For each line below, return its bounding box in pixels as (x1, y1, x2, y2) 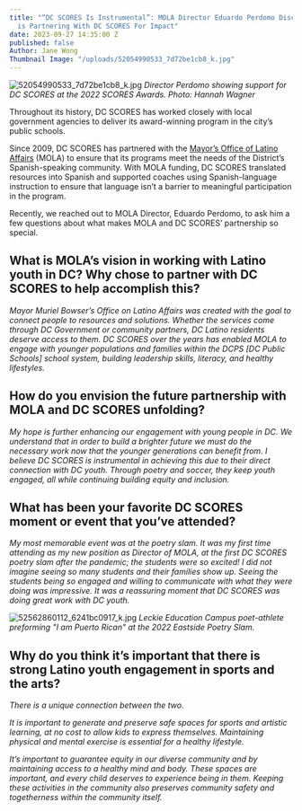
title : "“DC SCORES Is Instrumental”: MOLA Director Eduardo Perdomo (9, 13, 276, 22)
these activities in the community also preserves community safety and (9, 782, 275, 793)
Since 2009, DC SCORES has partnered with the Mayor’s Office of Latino (9, 143, 279, 154)
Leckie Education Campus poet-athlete (138, 613, 285, 623)
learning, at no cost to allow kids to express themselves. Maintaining (9, 727, 264, 737)
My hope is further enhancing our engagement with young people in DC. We (9, 426, 293, 436)
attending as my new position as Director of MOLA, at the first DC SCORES (9, 547, 288, 558)
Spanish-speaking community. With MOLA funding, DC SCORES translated (9, 163, 286, 172)
